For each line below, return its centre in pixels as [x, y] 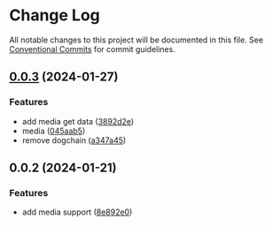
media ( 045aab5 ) [54, 131]
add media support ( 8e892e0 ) [77, 212]
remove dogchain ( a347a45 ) [74, 140]
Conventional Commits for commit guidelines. [92, 49]
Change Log [54, 15]
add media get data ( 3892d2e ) [78, 121]
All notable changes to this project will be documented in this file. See [136, 40]
